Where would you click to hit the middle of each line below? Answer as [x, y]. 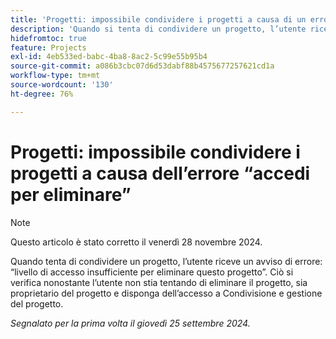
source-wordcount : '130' [62, 85]
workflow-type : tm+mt [55, 76]
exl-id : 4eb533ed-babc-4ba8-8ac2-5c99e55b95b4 [109, 57]
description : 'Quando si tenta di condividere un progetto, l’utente [158, 29]
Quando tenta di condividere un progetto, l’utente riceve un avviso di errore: [166, 261]
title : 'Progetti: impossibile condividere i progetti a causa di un [158, 19]
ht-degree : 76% [42, 94]
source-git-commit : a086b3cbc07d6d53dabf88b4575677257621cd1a [142, 66]
